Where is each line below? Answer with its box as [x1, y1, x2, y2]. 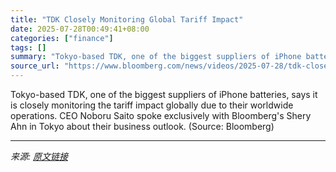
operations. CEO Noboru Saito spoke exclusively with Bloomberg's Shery [10, 110, 312, 121]
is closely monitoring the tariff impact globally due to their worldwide [10, 99, 294, 111]
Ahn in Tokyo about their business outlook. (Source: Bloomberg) [10, 121, 275, 132]
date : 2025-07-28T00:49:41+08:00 [10, 24, 150, 34]
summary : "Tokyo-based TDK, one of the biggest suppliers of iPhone [10, 52, 302, 62]
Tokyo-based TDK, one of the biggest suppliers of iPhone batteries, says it [10, 89, 318, 100]
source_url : [10, 61, 60, 71]
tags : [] [10, 42, 47, 53]
